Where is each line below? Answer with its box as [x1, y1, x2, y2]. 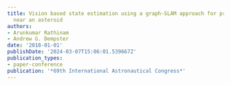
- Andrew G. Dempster [7, 36, 69, 42]
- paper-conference [7, 61, 63, 68]
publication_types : [7, 55, 63, 62]
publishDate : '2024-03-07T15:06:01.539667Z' [7, 49, 137, 56]
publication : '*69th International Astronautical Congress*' [7, 67, 186, 74]
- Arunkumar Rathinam [7, 29, 69, 36]
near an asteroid [13, 16, 63, 23]
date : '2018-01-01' [7, 42, 63, 49]
